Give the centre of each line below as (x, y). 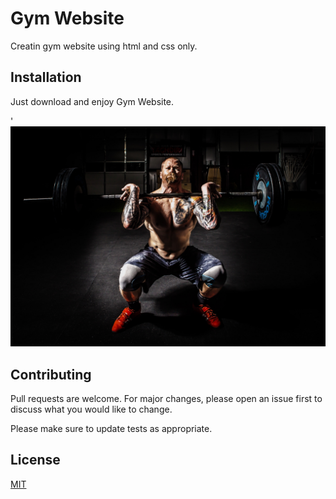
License (35, 460)
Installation (46, 77)
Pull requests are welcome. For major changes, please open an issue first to (166, 398)
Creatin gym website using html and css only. (104, 46)
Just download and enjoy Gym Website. (92, 101)
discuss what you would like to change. (91, 409)
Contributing (51, 374)
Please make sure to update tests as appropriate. (111, 428)
